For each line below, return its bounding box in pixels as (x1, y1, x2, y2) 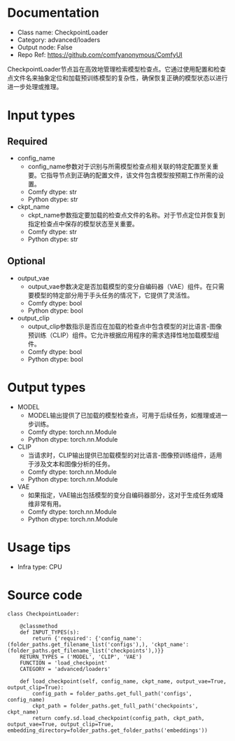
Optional (7, 255, 45, 267)
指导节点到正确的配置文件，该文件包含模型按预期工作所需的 (46, 170, 218, 179)
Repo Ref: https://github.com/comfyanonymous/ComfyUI (17, 50, 183, 59)
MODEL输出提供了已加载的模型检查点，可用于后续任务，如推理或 (27, 411, 215, 419)
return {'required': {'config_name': (32, 634, 142, 642)
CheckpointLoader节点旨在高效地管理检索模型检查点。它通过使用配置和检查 (7, 64, 226, 73)
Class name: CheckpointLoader (17, 28, 108, 36)
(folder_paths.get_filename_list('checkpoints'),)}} (7, 647, 164, 654)
